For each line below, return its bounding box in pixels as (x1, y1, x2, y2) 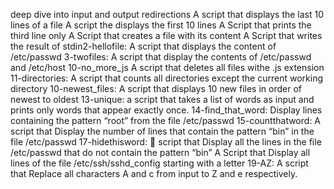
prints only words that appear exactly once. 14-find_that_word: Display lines (10, 104, 323, 116)
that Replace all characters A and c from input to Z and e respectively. (10, 168, 298, 179)
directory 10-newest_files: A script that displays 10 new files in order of (10, 83, 302, 94)
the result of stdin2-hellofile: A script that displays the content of (10, 40, 277, 52)
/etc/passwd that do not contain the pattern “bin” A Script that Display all (10, 147, 311, 158)
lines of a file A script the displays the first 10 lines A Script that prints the (10, 19, 312, 31)
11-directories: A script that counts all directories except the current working (10, 72, 323, 84)
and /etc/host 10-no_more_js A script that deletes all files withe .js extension (10, 62, 325, 73)
